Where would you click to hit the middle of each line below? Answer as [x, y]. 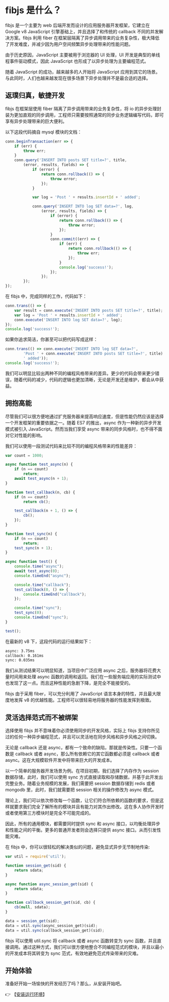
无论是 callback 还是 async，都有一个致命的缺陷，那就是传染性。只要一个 [81, 748]
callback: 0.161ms [24, 656]
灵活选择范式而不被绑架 [41, 717]
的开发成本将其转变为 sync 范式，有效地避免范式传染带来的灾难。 [73, 953]
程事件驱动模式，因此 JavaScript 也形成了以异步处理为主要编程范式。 [77, 61]
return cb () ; [37, 502]
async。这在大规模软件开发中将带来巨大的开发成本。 [60, 760]
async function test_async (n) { [39, 464]
